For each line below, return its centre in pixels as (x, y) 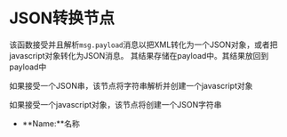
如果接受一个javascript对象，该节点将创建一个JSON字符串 (116, 104)
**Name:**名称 (51, 123)
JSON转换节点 (62, 18)
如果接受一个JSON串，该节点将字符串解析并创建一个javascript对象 (131, 85)
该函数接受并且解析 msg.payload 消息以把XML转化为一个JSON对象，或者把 (143, 44)
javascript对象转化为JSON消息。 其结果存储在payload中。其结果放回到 (139, 55)
